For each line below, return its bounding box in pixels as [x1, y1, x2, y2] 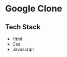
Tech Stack [5, 23, 41, 31]
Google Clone [5, 3, 63, 14]
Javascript [12, 47, 34, 52]
